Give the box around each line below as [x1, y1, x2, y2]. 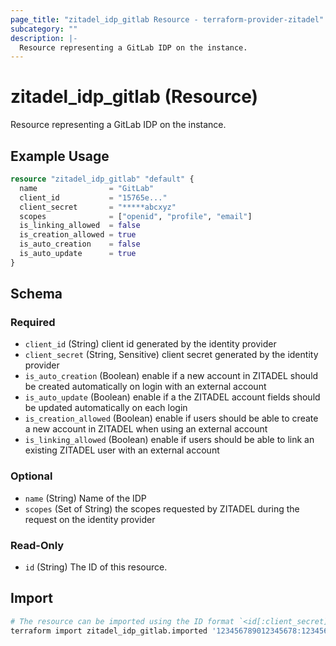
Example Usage [10, 147, 110, 165]
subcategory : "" [10, 24, 78, 34]
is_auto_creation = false [19, 239, 141, 250]
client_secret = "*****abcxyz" [19, 202, 177, 212]
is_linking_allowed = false [19, 221, 141, 231]
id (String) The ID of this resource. [24, 561, 168, 573]
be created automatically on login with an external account [24, 381, 267, 393]
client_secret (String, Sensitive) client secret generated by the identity [24, 349, 319, 361]
